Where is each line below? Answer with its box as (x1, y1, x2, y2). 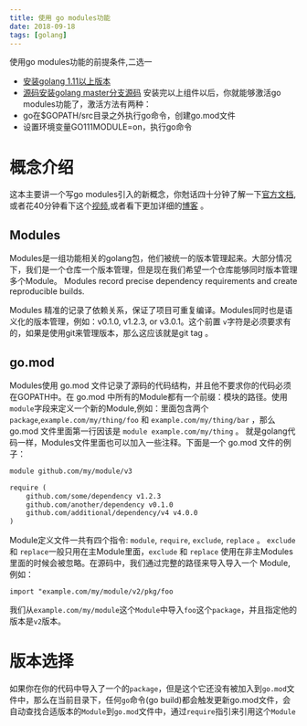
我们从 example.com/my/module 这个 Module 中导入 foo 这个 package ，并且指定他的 (9, 605, 297, 616)
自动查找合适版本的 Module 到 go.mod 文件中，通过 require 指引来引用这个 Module (9, 706, 296, 717)
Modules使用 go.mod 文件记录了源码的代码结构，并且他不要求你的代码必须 (9, 380, 291, 391)
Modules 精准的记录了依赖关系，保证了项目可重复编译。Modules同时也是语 (9, 305, 293, 316)
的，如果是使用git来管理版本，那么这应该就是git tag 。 (9, 328, 214, 339)
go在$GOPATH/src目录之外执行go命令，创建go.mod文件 (22, 110, 236, 121)
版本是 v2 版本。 (9, 616, 67, 626)
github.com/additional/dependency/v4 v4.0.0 (26, 509, 198, 518)
